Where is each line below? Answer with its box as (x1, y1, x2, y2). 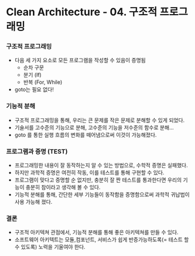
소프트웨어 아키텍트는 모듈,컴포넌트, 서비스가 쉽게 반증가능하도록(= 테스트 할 (14, 236, 189, 243)
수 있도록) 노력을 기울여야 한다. (14, 244, 86, 251)
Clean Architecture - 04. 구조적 (6, 5, 158, 19)
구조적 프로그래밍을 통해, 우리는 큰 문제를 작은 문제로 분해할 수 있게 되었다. (14, 117, 185, 124)
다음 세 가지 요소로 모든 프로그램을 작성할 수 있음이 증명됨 (14, 57, 146, 64)
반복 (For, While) (23, 78, 63, 86)
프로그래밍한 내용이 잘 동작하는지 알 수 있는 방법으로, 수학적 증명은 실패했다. (14, 162, 189, 169)
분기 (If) (23, 71, 42, 78)
